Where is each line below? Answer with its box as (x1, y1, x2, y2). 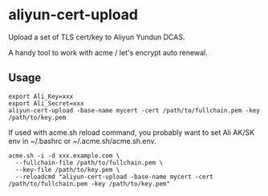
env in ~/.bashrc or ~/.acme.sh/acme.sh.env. (8, 136, 156, 145)
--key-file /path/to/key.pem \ (15, 165, 120, 174)
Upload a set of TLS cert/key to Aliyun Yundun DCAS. (8, 32, 185, 42)
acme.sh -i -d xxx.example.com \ (8, 151, 120, 160)
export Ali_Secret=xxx (8, 99, 84, 108)
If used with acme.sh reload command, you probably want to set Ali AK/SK (8, 127, 255, 137)
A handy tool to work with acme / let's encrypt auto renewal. (8, 47, 208, 57)
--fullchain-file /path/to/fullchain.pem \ (15, 158, 163, 166)
